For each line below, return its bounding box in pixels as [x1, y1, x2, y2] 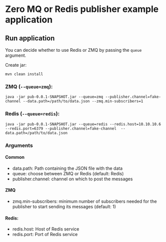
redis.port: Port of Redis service [12, 232, 78, 238]
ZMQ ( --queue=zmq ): [5, 83, 53, 90]
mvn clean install [5, 72, 43, 77]
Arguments [5, 142, 33, 149]
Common [5, 154, 25, 160]
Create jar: [5, 62, 27, 68]
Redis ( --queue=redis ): [5, 111, 60, 118]
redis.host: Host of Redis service [12, 226, 80, 232]
